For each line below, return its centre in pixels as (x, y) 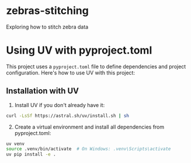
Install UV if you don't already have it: (60, 105)
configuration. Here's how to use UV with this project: (71, 72)
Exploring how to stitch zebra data (47, 27)
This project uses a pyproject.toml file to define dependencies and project (96, 66)
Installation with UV (42, 91)
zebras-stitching (47, 11)
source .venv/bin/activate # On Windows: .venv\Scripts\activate (88, 149)
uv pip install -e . (31, 155)
